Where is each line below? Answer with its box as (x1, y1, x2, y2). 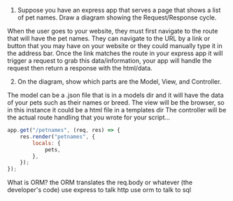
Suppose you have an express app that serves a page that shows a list (17, 6, 221, 14)
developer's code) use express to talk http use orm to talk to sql (7, 186, 191, 194)
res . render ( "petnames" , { (20, 133, 96, 140)
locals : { (32, 140, 61, 147)
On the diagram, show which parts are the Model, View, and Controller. (17, 77, 222, 86)
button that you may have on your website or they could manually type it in (7, 42, 223, 50)
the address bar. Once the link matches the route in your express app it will (7, 49, 223, 57)
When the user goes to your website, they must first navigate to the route (7, 27, 218, 35)
